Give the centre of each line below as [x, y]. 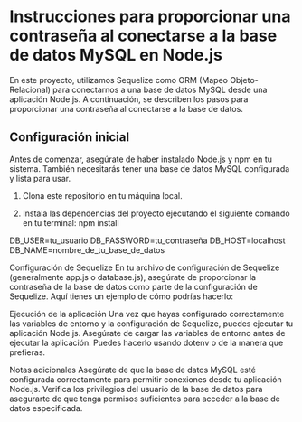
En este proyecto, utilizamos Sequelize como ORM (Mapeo [119, 80]
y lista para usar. [40, 178]
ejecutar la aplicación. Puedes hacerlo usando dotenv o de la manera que [146, 342]
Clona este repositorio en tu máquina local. [102, 195]
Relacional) [30, 89]
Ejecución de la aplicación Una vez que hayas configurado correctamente [147, 314]
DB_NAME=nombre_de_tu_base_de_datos [87, 249]
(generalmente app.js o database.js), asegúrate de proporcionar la [132, 277]
